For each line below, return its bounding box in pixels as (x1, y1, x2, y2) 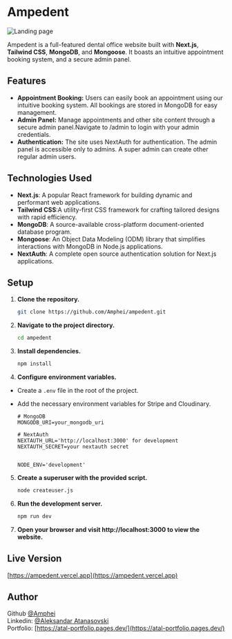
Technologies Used (7, 172, 92, 184)
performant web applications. (17, 198, 101, 206)
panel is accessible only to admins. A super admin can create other (17, 145, 209, 153)
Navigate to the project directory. (17, 321, 115, 329)
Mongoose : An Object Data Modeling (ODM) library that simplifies (17, 234, 206, 243)
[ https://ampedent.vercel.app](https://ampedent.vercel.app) (7, 571, 178, 580)
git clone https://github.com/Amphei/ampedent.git (17, 308, 166, 315)
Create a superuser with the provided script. (17, 474, 148, 481)
